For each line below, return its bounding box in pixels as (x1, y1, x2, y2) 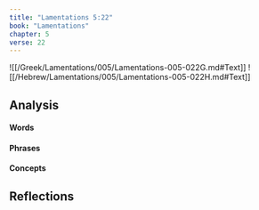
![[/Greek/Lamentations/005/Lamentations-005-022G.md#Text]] (9, 62, 247, 73)
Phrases (9, 142, 41, 153)
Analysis (9, 97, 60, 112)
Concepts (9, 163, 46, 174)
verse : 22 (9, 37, 46, 47)
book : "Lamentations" (9, 21, 90, 30)
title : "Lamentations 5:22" (9, 12, 114, 22)
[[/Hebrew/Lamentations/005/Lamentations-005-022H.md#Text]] (9, 72, 251, 83)
